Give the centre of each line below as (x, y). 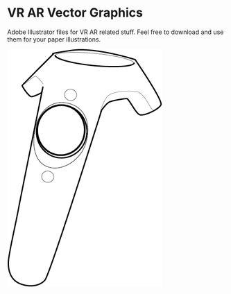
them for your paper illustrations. (54, 39)
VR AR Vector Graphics (75, 13)
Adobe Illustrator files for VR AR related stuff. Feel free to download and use (115, 32)
